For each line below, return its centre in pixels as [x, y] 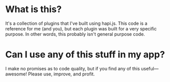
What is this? [34, 9]
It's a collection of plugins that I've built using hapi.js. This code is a [76, 23]
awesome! [16, 74]
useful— [150, 68]
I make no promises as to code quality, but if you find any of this [73, 68]
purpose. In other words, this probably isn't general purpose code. [75, 34]
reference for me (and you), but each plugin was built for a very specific [81, 28]
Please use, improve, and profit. [62, 74]
